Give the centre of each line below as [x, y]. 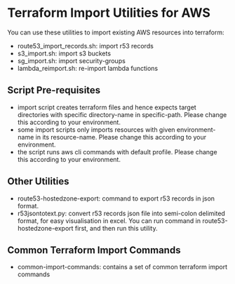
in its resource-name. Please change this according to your [121, 137]
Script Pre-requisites [54, 90]
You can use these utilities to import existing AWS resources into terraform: [116, 32]
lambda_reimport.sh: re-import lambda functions [88, 68]
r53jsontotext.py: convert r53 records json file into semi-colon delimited [121, 213]
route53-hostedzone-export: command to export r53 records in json [116, 198]
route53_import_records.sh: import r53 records [86, 46]
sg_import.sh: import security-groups [72, 60]
